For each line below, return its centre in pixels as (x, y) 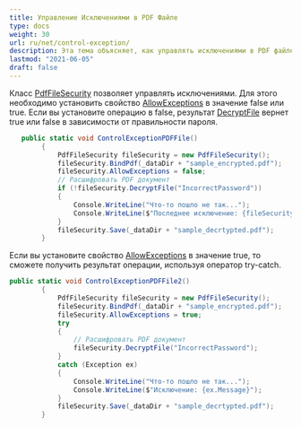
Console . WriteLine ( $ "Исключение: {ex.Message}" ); (168, 390)
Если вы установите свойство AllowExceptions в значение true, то (135, 256)
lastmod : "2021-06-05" (52, 59)
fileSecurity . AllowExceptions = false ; (131, 171)
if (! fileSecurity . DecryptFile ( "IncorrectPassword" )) (159, 188)
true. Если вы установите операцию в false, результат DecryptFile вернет (149, 112)
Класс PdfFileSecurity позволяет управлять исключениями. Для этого (143, 93)
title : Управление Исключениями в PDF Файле (94, 17)
